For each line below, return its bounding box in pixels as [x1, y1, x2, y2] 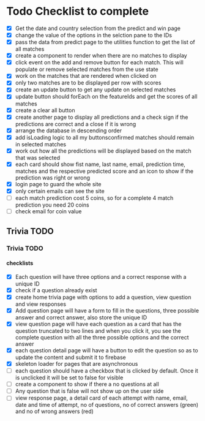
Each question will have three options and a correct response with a [15, 273, 187, 280]
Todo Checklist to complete [6, 4, 149, 18]
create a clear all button [15, 106, 75, 114]
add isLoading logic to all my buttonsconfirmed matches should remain [15, 134, 195, 141]
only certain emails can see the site [15, 187, 105, 194]
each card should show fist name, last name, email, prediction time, [15, 161, 185, 168]
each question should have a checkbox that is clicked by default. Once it [15, 367, 199, 374]
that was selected [15, 154, 60, 161]
